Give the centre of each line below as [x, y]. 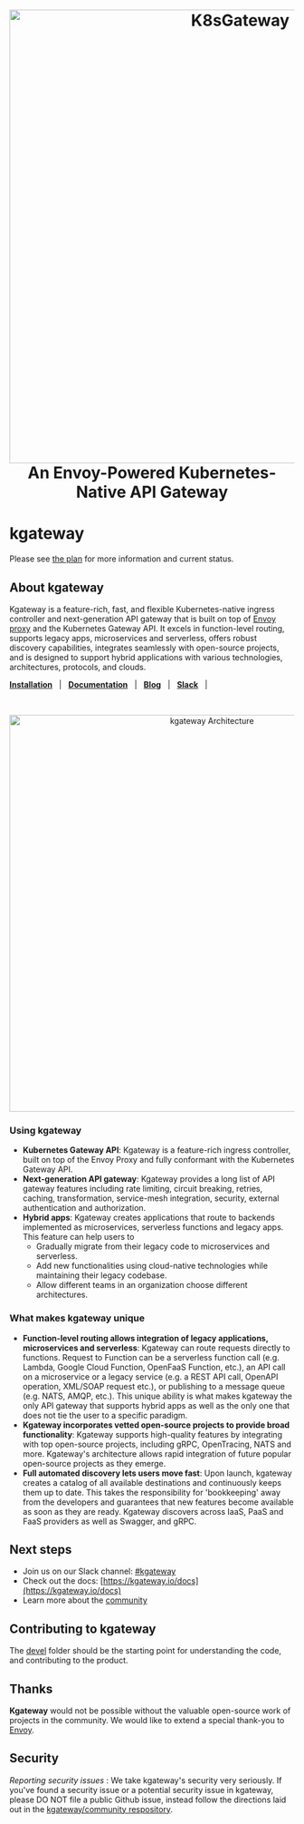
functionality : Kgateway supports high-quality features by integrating [152, 1434]
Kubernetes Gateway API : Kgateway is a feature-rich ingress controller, [157, 1150]
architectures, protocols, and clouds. [78, 667]
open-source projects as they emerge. [94, 1463]
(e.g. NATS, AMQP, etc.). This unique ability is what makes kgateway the [157, 1396]
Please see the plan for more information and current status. [122, 559]
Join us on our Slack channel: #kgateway [99, 1571]
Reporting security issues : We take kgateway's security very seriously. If [146, 1780]
